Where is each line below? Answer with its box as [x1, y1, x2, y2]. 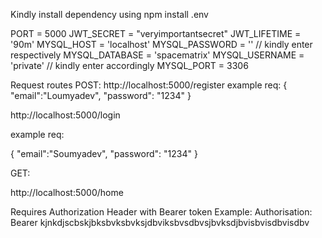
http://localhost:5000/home [10, 187, 124, 198]
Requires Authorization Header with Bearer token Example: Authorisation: [10, 206, 313, 218]
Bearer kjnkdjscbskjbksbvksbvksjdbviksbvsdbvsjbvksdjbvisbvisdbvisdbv [10, 217, 310, 228]
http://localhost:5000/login [10, 109, 121, 121]
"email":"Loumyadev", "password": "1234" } [10, 90, 192, 101]
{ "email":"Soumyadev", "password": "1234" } [10, 148, 198, 159]
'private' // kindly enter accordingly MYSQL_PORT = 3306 [10, 60, 249, 71]
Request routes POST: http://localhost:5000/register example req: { [10, 79, 288, 91]
